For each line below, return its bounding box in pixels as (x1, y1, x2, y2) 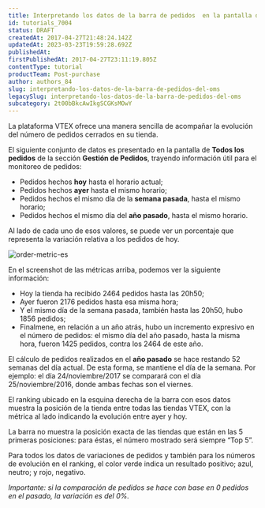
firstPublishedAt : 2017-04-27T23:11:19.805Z (8, 56, 157, 64)
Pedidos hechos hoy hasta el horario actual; (19, 177, 163, 186)
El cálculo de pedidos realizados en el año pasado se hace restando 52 (8, 355, 241, 364)
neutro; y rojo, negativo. (8, 468, 86, 477)
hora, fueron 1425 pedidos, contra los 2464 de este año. (19, 339, 203, 348)
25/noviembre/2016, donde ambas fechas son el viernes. (8, 380, 193, 389)
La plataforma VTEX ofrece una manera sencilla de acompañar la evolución (8, 122, 253, 131)
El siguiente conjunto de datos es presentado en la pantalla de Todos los (8, 145, 244, 155)
